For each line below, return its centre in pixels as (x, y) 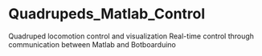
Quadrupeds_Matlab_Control (107, 14)
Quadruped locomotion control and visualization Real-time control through (131, 36)
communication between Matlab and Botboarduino (92, 44)
